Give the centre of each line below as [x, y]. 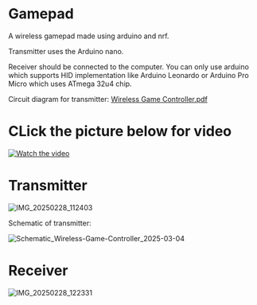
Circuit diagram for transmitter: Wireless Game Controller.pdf [108, 99]
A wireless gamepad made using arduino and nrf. [89, 36]
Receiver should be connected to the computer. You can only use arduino [128, 66]
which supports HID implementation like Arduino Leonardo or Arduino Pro [128, 75]
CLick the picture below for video [120, 131]
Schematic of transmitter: [50, 223]
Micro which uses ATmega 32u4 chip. [70, 84]
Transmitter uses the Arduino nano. [66, 51]
